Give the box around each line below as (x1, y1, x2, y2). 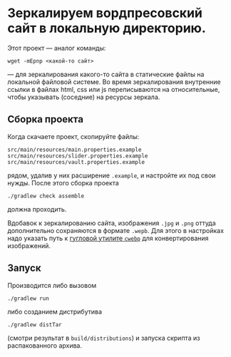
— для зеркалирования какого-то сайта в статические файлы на (7, 70, 205, 78)
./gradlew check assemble (7, 192, 84, 200)
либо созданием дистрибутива (7, 307, 102, 316)
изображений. (7, 241, 51, 250)
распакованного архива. (7, 341, 83, 350)
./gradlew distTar (7, 321, 62, 328)
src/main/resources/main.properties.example (7, 146, 142, 153)
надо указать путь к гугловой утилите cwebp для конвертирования (7, 234, 209, 242)
